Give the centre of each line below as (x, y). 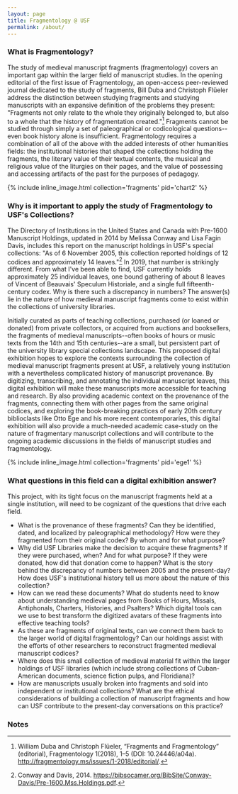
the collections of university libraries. (61, 307)
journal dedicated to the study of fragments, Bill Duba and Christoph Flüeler (118, 90)
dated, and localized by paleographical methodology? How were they (119, 532)
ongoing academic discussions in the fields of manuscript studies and (109, 441)
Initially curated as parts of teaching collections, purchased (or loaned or (113, 320)
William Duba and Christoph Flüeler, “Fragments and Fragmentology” (118, 746)
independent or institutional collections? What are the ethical (106, 690)
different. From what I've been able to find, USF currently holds (99, 269)
